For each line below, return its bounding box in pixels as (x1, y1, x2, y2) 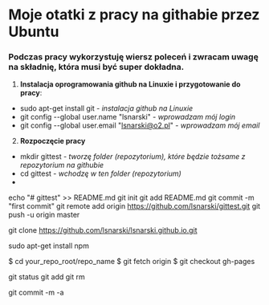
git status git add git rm (8, 272, 86, 282)
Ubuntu (8, 22, 59, 41)
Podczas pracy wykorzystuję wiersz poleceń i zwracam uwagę (8, 51, 259, 63)
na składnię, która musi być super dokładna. (8, 62, 185, 73)
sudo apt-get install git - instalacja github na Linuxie (19, 104, 194, 113)
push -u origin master (8, 210, 80, 220)
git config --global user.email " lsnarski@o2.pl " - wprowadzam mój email (19, 120, 260, 130)
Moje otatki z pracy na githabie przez (8, 6, 260, 24)
